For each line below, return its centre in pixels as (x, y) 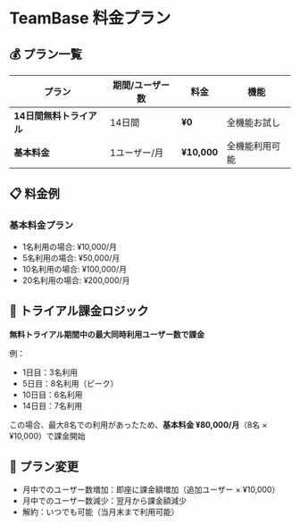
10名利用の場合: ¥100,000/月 (75, 269)
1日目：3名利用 (50, 372)
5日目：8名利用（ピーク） (70, 383)
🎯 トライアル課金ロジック (79, 311)
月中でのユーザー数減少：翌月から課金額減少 (104, 501)
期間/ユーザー (142, 85)
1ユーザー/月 (137, 153)
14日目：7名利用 (52, 405)
